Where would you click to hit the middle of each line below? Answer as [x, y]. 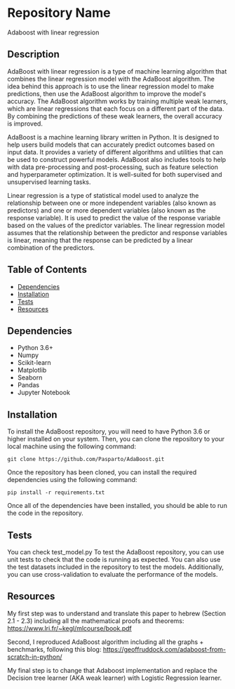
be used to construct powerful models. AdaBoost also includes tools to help [117, 159]
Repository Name [59, 13]
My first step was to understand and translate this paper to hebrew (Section [117, 613]
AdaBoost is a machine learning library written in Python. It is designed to [113, 137]
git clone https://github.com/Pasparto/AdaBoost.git [86, 460]
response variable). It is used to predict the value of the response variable [114, 218]
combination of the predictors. [51, 248]
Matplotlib [32, 370]
